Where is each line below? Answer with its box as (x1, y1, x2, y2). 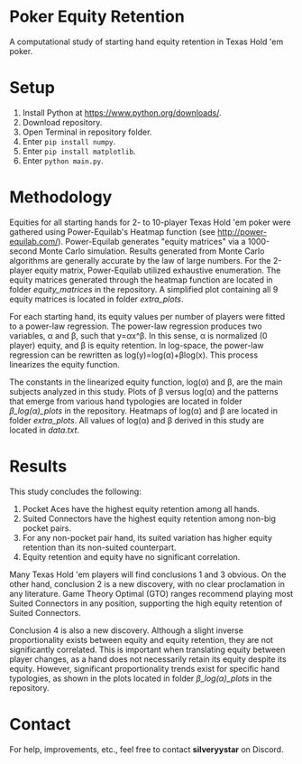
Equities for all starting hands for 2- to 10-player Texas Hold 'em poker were (9, 217, 291, 228)
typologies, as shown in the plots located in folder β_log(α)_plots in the (9, 673, 272, 684)
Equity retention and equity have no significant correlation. (22, 551, 241, 562)
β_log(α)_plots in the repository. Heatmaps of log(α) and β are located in (9, 405, 278, 416)
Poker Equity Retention (9, 6, 185, 27)
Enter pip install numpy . (22, 135, 116, 146)
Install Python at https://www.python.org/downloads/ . (22, 107, 222, 118)
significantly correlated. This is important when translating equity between (9, 644, 286, 655)
